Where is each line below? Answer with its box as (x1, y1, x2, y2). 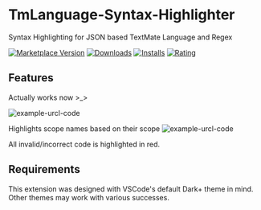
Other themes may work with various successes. (8, 192, 170, 202)
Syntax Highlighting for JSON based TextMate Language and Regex (8, 32, 233, 42)
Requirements (8, 163, 80, 176)
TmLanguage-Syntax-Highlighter (8, 6, 235, 24)
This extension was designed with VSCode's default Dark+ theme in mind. (8, 183, 254, 194)
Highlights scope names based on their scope (8, 123, 161, 134)
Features (8, 71, 54, 85)
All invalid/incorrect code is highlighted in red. (8, 139, 161, 149)
